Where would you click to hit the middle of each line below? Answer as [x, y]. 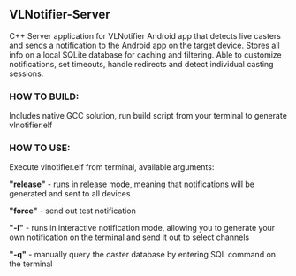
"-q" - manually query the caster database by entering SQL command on [143, 255]
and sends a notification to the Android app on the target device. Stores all [144, 45]
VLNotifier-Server [60, 15]
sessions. [27, 73]
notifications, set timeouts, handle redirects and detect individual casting [141, 64]
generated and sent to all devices [70, 194]
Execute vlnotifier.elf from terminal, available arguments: [112, 167]
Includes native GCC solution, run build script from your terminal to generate [148, 116]
